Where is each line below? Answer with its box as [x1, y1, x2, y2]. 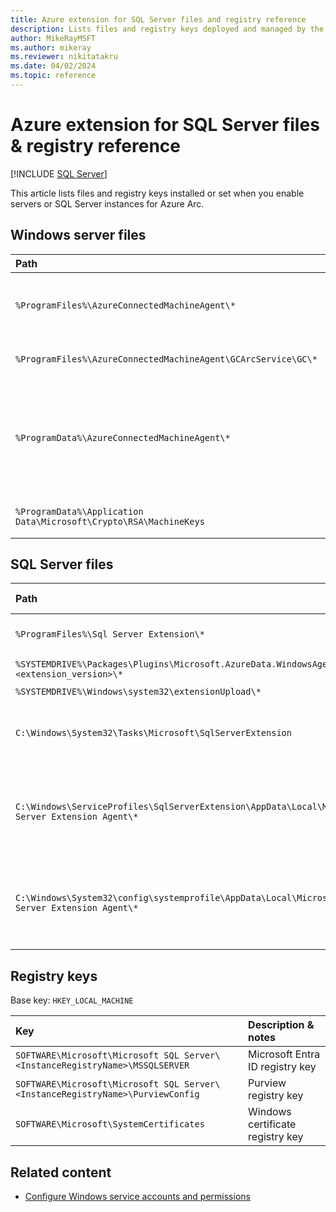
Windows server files [10, 227, 147, 244]
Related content [10, 1164, 112, 1181]
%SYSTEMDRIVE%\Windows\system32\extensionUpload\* [15, 686, 262, 698]
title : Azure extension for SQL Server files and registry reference [10, 14, 307, 25]
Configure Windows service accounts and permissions [24, 1191, 251, 1203]
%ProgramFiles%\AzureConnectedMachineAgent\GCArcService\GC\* [15, 353, 318, 365]
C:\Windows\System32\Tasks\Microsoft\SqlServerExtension [15, 727, 292, 739]
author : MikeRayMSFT [10, 33, 97, 43]
